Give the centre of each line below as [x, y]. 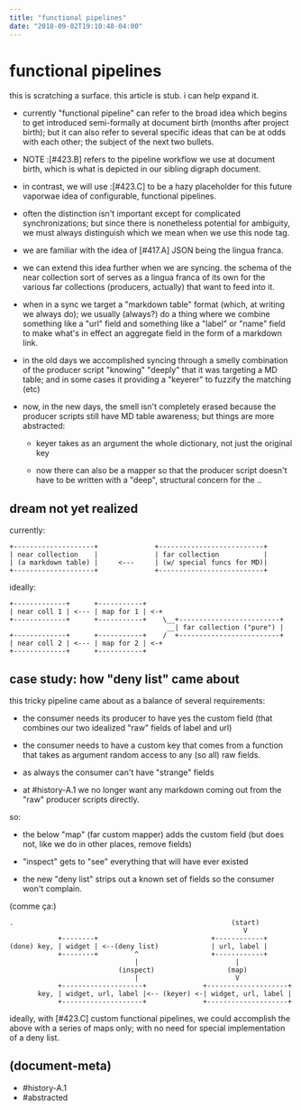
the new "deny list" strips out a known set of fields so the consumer [148, 879]
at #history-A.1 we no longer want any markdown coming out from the [152, 790]
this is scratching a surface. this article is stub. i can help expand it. [134, 96]
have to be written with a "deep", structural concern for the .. [149, 480]
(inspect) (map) [183, 970]
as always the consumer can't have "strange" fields [118, 772]
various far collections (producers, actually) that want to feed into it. [148, 287]
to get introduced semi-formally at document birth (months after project [155, 123]
